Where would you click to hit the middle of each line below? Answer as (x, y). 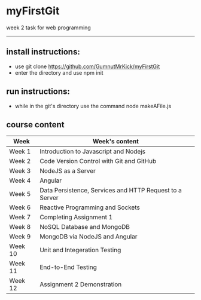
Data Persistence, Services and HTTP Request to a (111, 191)
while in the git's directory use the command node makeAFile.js (93, 106)
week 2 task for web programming (48, 27)
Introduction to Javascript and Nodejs (92, 152)
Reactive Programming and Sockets (90, 207)
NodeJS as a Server (68, 171)
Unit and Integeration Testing (80, 250)
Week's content (116, 142)
